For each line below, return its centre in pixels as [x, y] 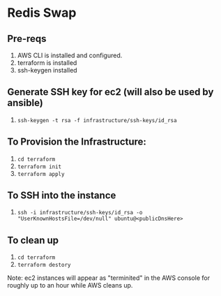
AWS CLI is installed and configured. [70, 55]
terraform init [39, 166]
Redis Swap [42, 13]
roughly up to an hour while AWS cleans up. [70, 286]
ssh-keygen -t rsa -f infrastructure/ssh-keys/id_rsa [97, 120]
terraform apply [41, 174]
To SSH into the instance [62, 196]
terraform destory [44, 265]
